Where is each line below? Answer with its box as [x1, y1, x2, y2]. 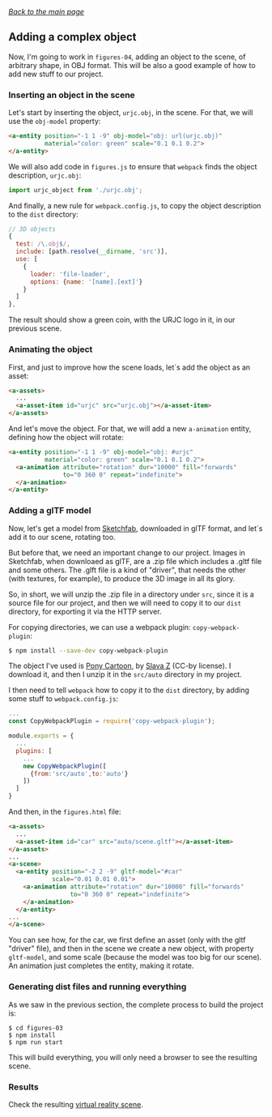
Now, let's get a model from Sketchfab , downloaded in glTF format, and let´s [8, 523, 263, 533]
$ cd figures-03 [8, 1024, 63, 1032]
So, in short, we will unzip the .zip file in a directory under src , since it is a [8, 589, 255, 599]
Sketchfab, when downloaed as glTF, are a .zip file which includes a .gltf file [8, 556, 262, 566]
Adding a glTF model [8, 505, 91, 516]
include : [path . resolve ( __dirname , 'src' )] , [15, 247, 168, 256]
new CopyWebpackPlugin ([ [23, 762, 107, 770]
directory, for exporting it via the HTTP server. [8, 606, 162, 616]
